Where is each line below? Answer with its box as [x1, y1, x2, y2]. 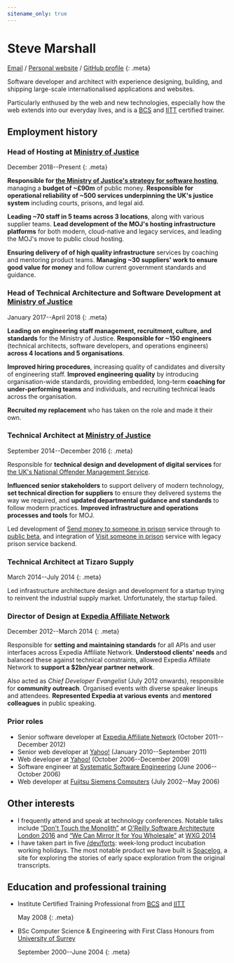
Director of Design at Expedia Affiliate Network [7, 611, 170, 621]
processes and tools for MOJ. [7, 511, 95, 519]
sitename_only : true [7, 10, 68, 18]
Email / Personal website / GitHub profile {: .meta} [7, 64, 151, 72]
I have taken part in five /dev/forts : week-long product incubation [17, 838, 206, 847]
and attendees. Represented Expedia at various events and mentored [7, 692, 212, 700]
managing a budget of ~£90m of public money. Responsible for [7, 184, 194, 193]
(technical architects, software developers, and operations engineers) [7, 341, 209, 350]
